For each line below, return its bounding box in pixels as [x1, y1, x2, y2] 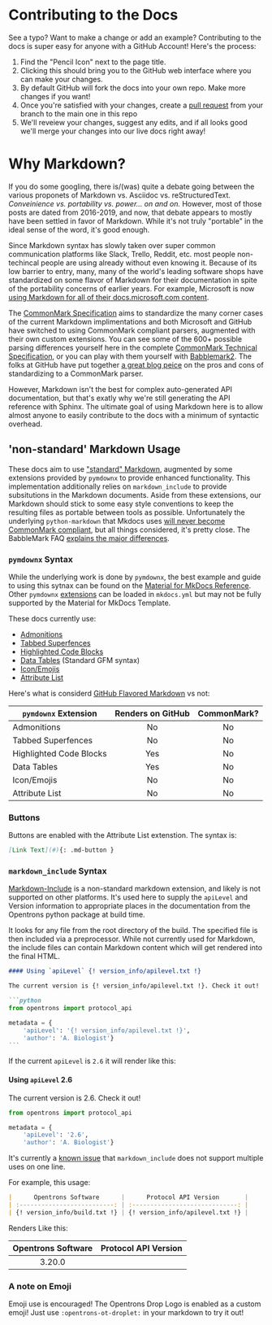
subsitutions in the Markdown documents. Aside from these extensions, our [8, 490, 261, 499]
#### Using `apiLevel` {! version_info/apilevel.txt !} [8, 967, 201, 975]
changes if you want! [19, 91, 91, 101]
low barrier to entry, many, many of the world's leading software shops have [8, 266, 264, 276]
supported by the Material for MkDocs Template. [8, 598, 171, 608]
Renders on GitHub [114, 708, 191, 719]
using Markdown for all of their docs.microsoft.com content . [8, 292, 209, 302]
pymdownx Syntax [8, 553, 73, 564]
